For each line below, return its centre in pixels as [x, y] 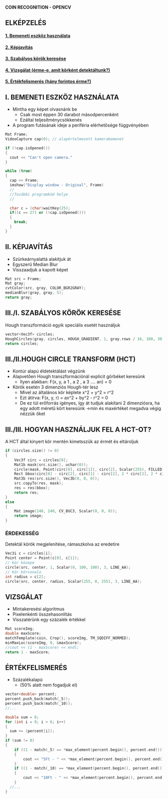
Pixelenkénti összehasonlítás [42, 614]
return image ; [29, 516]
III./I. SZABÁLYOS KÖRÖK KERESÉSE [63, 313]
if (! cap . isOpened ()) [28, 148]
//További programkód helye [39, 194]
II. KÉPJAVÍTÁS [29, 247]
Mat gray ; [15, 283]
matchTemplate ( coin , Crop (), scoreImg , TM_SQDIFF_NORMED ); [68, 638]
